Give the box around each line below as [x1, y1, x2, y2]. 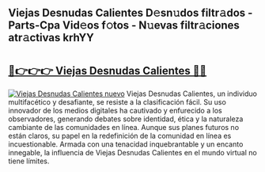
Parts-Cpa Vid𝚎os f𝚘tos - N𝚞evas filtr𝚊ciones [8, 19, 240, 32]
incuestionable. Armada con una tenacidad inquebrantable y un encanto [8, 140, 244, 149]
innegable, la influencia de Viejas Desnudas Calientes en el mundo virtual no [8, 148, 257, 157]
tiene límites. [8, 156, 50, 166]
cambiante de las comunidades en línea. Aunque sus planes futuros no [8, 123, 240, 132]
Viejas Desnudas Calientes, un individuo [126, 89, 258, 98]
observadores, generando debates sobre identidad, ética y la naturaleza [8, 114, 244, 124]
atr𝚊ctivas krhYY [8, 31, 95, 44]
